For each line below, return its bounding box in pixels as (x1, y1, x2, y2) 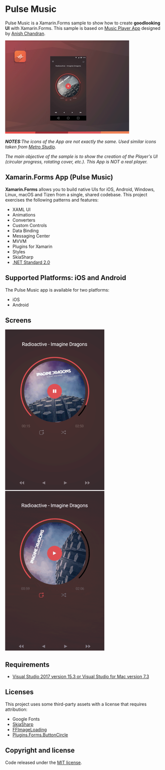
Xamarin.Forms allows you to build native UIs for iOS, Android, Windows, (5, 186, 155, 192)
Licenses (5, 688, 34, 696)
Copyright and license (5, 746, 75, 755)
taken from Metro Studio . (5, 144, 56, 150)
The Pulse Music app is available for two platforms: (5, 287, 110, 293)
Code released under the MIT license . (5, 759, 82, 766)
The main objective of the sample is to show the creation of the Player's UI (5, 153, 158, 159)
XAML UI (12, 206, 31, 212)
